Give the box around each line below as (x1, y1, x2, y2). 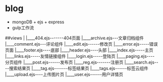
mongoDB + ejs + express (12, 19, 65, 25)
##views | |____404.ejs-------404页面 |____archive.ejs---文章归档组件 (5, 35, 144, 41)
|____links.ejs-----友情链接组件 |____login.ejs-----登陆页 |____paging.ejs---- (5, 53, 155, 59)
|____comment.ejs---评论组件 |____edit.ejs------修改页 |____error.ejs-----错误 (5, 41, 158, 47)
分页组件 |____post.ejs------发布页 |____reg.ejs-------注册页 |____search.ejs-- (5, 59, 159, 65)
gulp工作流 (12, 25, 34, 31)
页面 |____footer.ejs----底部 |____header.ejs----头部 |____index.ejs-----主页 (5, 47, 153, 53)
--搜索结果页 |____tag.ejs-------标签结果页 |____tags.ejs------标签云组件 (5, 65, 148, 71)
